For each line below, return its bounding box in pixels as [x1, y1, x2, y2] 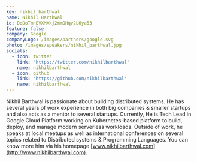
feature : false [6, 25, 44, 32]
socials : [6, 48, 28, 54]
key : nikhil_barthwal [6, 8, 60, 15]
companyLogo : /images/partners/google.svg [6, 37, 114, 43]
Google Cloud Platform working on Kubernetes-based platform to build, [6, 117, 183, 124]
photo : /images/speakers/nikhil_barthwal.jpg [6, 43, 122, 49]
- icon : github [11, 70, 50, 76]
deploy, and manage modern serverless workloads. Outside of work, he [6, 124, 183, 130]
